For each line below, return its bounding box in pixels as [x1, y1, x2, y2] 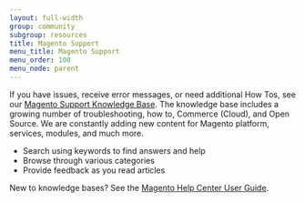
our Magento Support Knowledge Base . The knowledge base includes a [9, 98, 280, 109]
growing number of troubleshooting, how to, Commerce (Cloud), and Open [9, 108, 290, 119]
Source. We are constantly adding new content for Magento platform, [9, 117, 270, 128]
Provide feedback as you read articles [22, 165, 166, 176]
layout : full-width [9, 13, 84, 23]
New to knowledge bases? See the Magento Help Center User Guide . [9, 182, 269, 193]
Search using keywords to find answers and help [22, 145, 207, 156]
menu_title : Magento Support [9, 47, 120, 56]
